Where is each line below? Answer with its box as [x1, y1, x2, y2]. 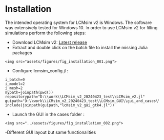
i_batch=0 [5, 77, 25, 82]
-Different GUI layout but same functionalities [5, 129, 96, 135]
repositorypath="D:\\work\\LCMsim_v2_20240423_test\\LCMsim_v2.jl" [5, 94, 145, 99]
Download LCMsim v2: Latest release [12, 39, 87, 45]
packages [12, 50, 33, 56]
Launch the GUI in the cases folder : [12, 111, 84, 117]
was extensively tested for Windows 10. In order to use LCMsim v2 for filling [5, 24, 158, 30]
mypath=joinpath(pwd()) [5, 90, 54, 95]
